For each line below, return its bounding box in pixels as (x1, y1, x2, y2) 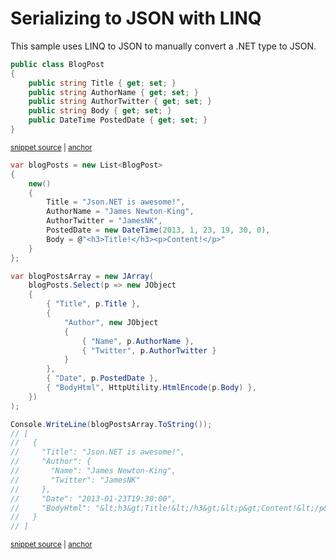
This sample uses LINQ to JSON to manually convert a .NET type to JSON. (10, 40, 317, 52)
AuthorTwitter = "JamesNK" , (46, 216, 163, 226)
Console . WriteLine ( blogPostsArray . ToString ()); (10, 419, 213, 429)
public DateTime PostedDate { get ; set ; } (28, 115, 208, 126)
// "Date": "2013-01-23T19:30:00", (10, 493, 177, 504)
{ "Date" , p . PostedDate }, (46, 373, 159, 384)
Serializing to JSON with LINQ (10, 7, 262, 30)
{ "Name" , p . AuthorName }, (81, 336, 195, 346)
